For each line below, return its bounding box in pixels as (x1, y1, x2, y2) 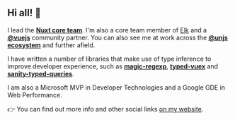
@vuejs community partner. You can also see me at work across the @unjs (7, 33, 228, 42)
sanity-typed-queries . (7, 69, 74, 78)
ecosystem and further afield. (7, 40, 96, 49)
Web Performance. (7, 90, 62, 99)
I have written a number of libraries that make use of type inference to (7, 54, 212, 63)
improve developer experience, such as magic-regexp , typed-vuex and (7, 61, 218, 71)
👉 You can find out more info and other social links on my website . (7, 104, 204, 113)
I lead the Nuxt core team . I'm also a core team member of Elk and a (7, 25, 207, 34)
